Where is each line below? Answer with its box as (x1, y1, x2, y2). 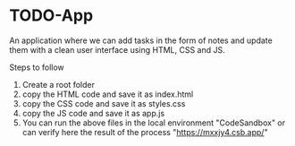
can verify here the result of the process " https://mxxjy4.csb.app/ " (21, 126, 268, 137)
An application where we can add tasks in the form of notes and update (9, 35, 273, 46)
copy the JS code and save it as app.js (21, 107, 165, 118)
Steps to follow (9, 62, 64, 73)
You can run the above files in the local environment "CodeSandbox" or (21, 117, 286, 128)
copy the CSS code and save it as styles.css (21, 98, 186, 108)
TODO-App (9, 5, 94, 26)
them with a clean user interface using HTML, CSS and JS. (9, 44, 225, 55)
